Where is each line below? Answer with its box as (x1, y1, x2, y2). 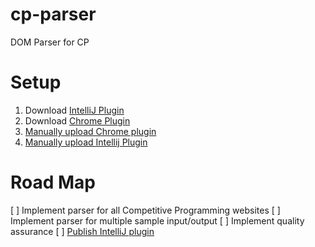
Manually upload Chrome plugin (24, 125, 157, 137)
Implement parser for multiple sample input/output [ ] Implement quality (10, 214, 305, 227)
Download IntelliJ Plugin (24, 104, 125, 116)
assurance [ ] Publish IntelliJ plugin (10, 225, 155, 237)
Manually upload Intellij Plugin (24, 136, 148, 148)
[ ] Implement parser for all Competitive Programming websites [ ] (10, 204, 281, 216)
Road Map (10, 171, 97, 194)
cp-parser (10, 3, 97, 26)
